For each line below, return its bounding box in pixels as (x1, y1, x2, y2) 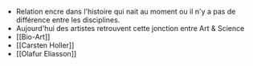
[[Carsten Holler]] (15, 41, 75, 50)
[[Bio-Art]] (15, 32, 51, 41)
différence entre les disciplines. (15, 15, 120, 25)
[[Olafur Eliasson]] (15, 49, 77, 58)
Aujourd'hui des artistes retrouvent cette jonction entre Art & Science (15, 24, 245, 33)
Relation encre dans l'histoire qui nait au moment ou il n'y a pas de (15, 7, 236, 16)
